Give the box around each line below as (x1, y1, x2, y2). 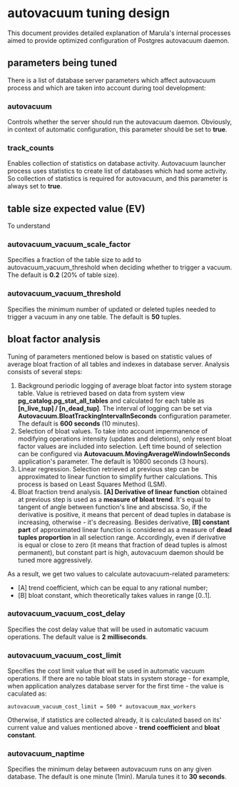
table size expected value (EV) (7, 202, 146, 215)
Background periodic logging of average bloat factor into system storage (17, 381, 232, 390)
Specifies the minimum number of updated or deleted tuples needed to (7, 305, 216, 314)
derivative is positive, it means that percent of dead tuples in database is (17, 510, 232, 518)
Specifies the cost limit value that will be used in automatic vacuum (7, 666, 205, 676)
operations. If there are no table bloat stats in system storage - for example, (7, 674, 230, 683)
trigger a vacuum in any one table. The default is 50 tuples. (7, 312, 182, 321)
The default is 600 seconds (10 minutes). (17, 419, 141, 428)
